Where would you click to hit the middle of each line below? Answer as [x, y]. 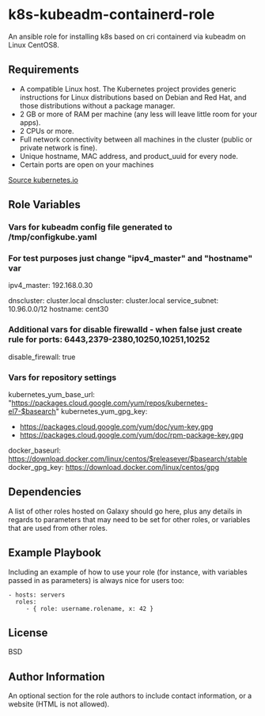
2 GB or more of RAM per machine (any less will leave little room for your [138, 114]
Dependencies [45, 492]
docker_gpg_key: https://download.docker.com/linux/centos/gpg [114, 467]
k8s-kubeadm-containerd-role [112, 15]
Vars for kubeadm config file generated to [90, 227]
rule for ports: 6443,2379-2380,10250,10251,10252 [109, 339]
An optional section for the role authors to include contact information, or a [130, 696]
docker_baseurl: [34, 450]
